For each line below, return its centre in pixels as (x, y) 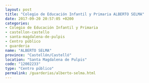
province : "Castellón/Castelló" (38, 55)
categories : (17, 23)
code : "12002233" (23, 64)
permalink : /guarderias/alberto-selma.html (51, 73)
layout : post (19, 10)
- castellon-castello (27, 32)
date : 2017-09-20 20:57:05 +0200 (39, 19)
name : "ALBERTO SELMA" (28, 50)
